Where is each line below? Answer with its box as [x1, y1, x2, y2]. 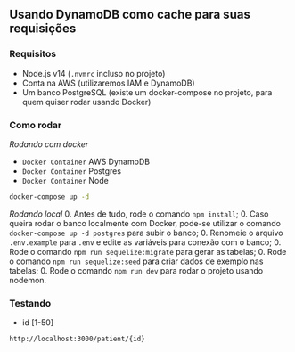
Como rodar [9, 119, 62, 131]
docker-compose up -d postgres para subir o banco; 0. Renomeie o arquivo [9, 227, 283, 238]
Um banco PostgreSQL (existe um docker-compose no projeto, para [21, 86, 273, 97]
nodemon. [9, 274, 47, 285]
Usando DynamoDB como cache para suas [9, 7, 251, 22]
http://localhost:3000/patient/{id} [9, 334, 145, 344]
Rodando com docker [9, 138, 89, 150]
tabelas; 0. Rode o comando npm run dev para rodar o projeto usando [9, 265, 264, 275]
